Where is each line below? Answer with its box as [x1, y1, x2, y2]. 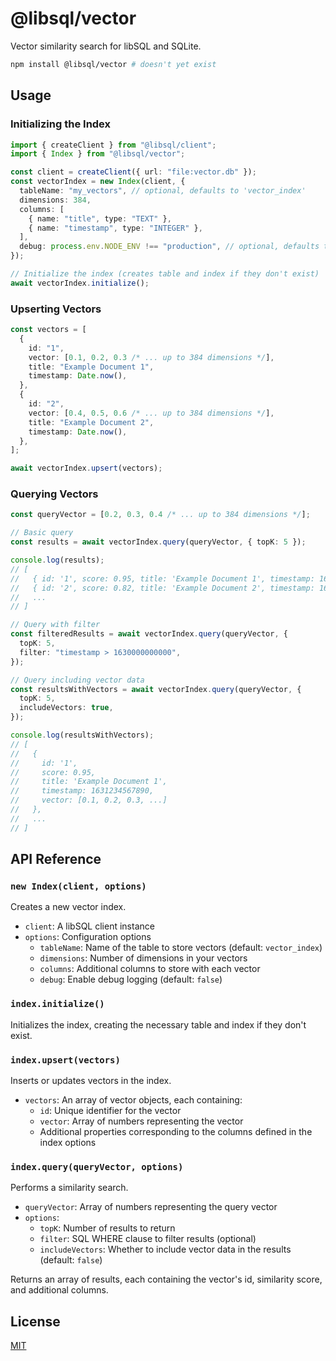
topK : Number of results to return [39, 1222, 176, 1234]
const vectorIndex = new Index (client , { [10, 177, 186, 187]
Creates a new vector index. [10, 901, 127, 913]
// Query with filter [10, 620, 101, 630]
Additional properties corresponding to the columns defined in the [39, 1126, 313, 1137]
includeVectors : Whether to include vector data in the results [39, 1243, 292, 1256]
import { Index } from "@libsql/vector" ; [10, 149, 186, 159]
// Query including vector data [10, 675, 145, 685]
